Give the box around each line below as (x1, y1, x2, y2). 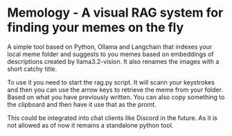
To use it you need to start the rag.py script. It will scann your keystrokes (7, 78, 215, 86)
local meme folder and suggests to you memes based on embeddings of (7, 50, 215, 58)
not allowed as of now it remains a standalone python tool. (7, 121, 174, 129)
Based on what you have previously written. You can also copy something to (7, 92, 225, 101)
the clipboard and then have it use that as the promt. (7, 100, 157, 108)
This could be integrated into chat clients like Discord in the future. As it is (7, 113, 218, 122)
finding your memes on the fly (7, 19, 184, 35)
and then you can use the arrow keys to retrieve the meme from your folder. (7, 85, 224, 94)
